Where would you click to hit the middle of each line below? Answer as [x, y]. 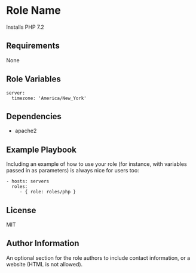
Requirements [33, 46]
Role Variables [33, 79]
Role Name [33, 10]
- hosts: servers [28, 181]
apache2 [26, 131]
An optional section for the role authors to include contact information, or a [98, 257]
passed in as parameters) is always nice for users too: [73, 171]
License [21, 210]
